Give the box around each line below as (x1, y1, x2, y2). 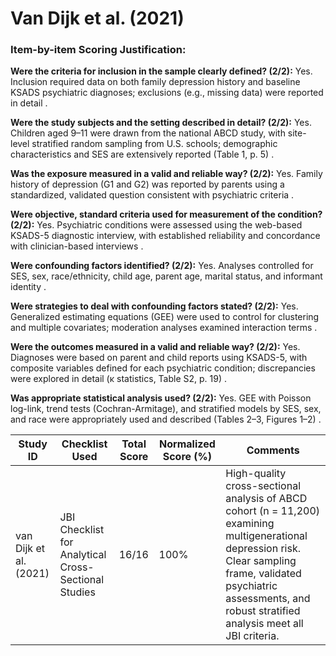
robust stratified (225, 604, 301, 618)
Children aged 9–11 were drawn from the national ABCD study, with (10, 127, 286, 139)
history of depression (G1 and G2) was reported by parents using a (10, 178, 285, 191)
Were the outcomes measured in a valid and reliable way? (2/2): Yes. (10, 341, 301, 353)
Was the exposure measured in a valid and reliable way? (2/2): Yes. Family (10, 168, 323, 180)
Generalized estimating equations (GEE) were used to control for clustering (10, 311, 320, 323)
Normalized (159, 437, 216, 451)
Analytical (59, 548, 107, 562)
